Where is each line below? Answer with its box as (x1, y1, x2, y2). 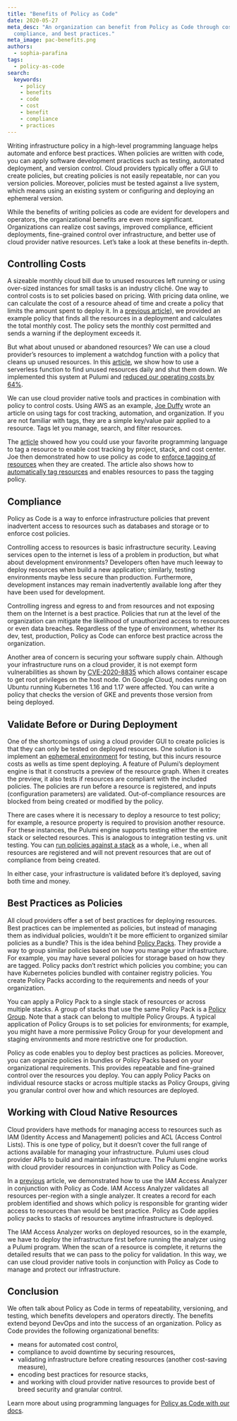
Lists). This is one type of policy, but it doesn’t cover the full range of (7, 1140, 207, 1149)
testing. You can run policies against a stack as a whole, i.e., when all (7, 841, 208, 849)
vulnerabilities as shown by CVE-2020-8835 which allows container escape (7, 668, 228, 676)
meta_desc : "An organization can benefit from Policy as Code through (7, 23, 219, 30)
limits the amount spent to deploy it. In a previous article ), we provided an (7, 306, 221, 315)
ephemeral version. (7, 193, 63, 202)
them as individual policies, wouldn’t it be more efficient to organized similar (7, 931, 228, 940)
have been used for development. (7, 588, 106, 596)
